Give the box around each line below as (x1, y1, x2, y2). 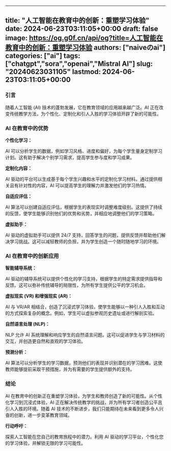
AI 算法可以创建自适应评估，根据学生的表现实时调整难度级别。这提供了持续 (5, 204, 163, 210)
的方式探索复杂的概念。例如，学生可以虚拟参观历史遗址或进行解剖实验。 (5, 310, 157, 316)
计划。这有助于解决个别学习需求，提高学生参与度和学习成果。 (5, 154, 135, 161)
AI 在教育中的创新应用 (5, 252, 59, 259)
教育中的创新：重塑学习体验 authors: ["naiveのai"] (5, 43, 165, 52)
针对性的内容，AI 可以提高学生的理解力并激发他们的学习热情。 (18, 182, 149, 189)
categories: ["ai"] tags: (5, 51, 80, 60)
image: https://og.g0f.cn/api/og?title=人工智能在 (5, 34, 163, 42)
